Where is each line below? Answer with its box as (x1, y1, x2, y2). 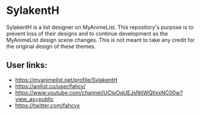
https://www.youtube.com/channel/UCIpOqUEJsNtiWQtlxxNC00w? (14, 89, 183, 96)
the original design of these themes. (6, 43, 96, 50)
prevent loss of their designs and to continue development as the (6, 30, 168, 37)
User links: (6, 60, 48, 70)
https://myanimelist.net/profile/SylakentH (14, 76, 118, 83)
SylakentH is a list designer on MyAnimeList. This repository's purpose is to (6, 23, 194, 31)
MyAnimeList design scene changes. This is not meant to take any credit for (6, 36, 195, 43)
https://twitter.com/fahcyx (14, 102, 80, 109)
